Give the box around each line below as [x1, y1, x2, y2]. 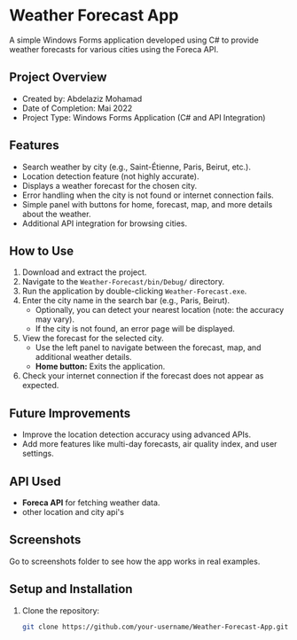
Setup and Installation [9, 581, 133, 597]
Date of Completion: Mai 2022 [21, 103, 133, 113]
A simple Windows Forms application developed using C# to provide [9, 35, 259, 45]
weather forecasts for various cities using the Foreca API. [9, 43, 219, 54]
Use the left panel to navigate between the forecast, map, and [35, 342, 262, 353]
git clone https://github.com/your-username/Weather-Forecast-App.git [21, 622, 289, 631]
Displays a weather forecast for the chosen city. [21, 180, 198, 191]
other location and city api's [21, 507, 124, 517]
